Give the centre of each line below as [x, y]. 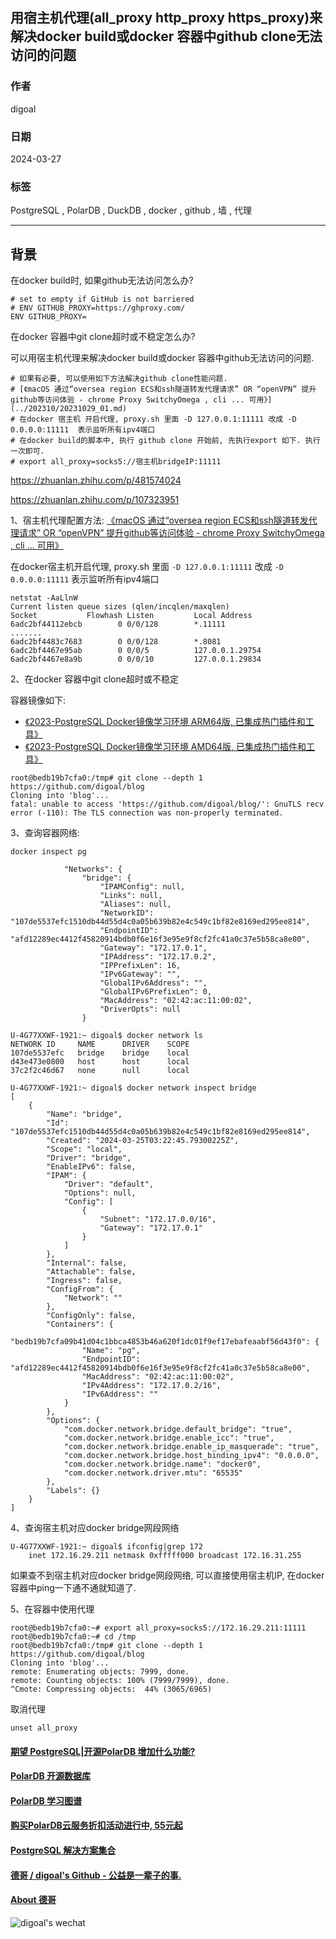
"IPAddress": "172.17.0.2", [158, 957]
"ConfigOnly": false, [91, 1316]
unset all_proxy [44, 1728]
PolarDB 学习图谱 [46, 1800]
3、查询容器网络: [45, 833]
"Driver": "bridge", [89, 1158]
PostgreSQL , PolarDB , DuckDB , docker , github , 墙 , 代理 [131, 210]
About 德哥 [33, 1900]
